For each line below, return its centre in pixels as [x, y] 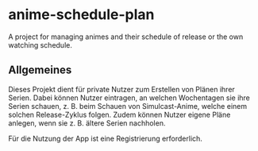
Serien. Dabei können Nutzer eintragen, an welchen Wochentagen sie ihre [129, 98]
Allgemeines [40, 70]
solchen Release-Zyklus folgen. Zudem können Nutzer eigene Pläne [119, 114]
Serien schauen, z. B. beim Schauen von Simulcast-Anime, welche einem [128, 106]
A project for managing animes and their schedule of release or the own [126, 37]
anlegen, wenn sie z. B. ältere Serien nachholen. [87, 123]
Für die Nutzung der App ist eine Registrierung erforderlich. [105, 138]
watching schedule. [40, 45]
